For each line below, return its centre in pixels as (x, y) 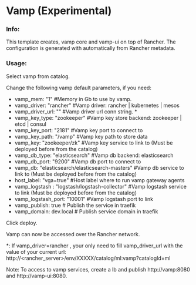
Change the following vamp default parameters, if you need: (79, 88)
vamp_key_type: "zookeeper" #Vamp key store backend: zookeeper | (98, 118)
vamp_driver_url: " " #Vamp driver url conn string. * (76, 111)
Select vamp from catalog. (38, 76)
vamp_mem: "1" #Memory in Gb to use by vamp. (73, 99)
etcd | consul (31, 124)
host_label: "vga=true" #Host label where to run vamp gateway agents (99, 180)
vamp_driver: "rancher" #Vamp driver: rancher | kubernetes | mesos (97, 105)
